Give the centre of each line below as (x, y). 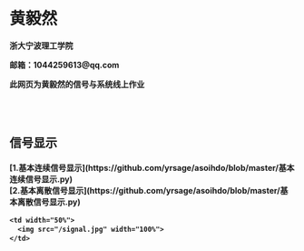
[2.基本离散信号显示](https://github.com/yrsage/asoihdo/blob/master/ (145, 190)
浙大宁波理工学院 (41, 45)
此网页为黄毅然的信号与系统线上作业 (77, 84)
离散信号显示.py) (49, 202)
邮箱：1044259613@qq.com (64, 65)
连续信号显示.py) (41, 179)
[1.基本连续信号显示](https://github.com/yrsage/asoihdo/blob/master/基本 (152, 167)
